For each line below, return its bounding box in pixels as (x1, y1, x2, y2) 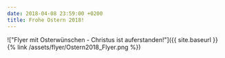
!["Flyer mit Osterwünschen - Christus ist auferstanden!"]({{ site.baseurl (7, 35, 212, 43)
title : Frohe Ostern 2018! (7, 17, 85, 23)
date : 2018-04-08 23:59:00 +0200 (7, 10, 103, 17)
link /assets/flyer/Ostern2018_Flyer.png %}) (17, 43, 141, 51)
